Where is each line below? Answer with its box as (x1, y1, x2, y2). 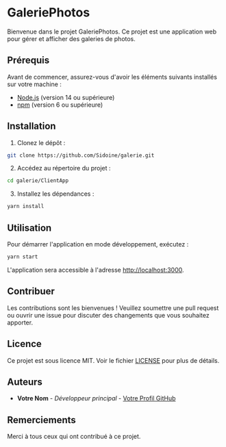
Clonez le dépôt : (16, 138, 66, 146)
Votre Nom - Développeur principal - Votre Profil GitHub (16, 394, 176, 403)
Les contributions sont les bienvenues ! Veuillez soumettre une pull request (7, 303, 219, 312)
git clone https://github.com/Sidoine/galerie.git (7, 152, 155, 159)
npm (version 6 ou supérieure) (16, 101, 103, 109)
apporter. (7, 318, 33, 327)
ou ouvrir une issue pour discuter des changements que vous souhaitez (7, 311, 210, 319)
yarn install (7, 203, 45, 210)
